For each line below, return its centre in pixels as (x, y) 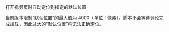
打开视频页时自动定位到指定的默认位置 (46, 7)
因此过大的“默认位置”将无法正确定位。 (63, 24)
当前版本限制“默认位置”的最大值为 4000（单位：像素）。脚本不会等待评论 (82, 18)
